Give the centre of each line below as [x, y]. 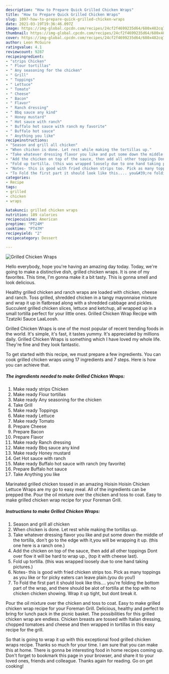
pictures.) [23, 567]
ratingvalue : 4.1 [24, 47]
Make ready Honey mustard [42, 453]
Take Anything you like [36, 474]
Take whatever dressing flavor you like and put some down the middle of [88, 535]
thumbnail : [17, 33]
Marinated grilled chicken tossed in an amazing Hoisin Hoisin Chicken [78, 484]
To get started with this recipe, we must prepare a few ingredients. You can [83, 354]
